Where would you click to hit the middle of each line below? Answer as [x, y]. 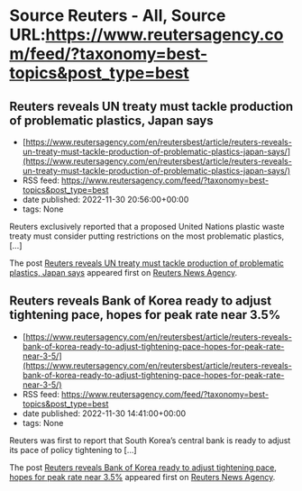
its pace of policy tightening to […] [73, 450]
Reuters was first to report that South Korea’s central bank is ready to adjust [150, 440]
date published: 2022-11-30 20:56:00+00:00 [105, 200]
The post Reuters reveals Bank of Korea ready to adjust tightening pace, [143, 467]
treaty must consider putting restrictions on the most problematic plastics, [147, 236]
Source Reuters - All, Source [118, 16]
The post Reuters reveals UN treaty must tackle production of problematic [146, 263]
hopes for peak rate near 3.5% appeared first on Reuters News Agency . [142, 477]
